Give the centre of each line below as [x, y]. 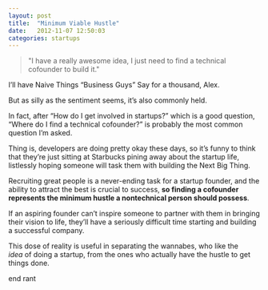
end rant [22, 279]
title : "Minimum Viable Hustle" [64, 23]
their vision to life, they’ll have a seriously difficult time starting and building [132, 222]
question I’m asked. [40, 133]
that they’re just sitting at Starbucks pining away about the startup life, [124, 157]
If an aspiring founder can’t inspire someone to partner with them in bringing [134, 214]
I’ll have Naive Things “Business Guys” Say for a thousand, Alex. [114, 85]
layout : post [30, 16]
